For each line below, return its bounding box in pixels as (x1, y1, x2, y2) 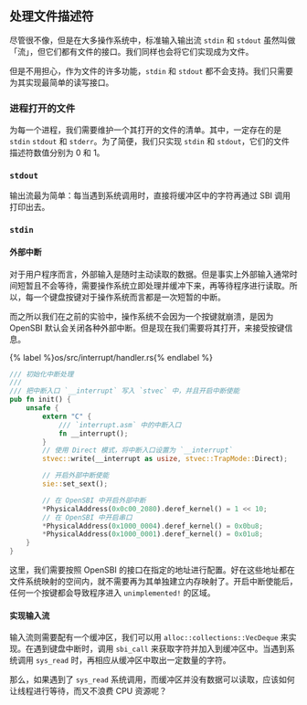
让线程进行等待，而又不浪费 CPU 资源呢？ (9, 686, 167, 697)
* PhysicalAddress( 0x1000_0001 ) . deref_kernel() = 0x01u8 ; (42, 530, 263, 539)
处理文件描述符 (9, 8, 94, 25)
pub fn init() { (9, 395, 71, 405)
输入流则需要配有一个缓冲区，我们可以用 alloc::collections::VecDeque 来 (9, 632, 290, 643)
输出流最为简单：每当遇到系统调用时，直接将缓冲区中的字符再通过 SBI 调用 (9, 190, 291, 201)
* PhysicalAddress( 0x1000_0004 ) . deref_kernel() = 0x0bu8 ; (42, 521, 263, 531)
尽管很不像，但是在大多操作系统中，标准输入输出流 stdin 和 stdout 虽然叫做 (9, 35, 296, 46)
